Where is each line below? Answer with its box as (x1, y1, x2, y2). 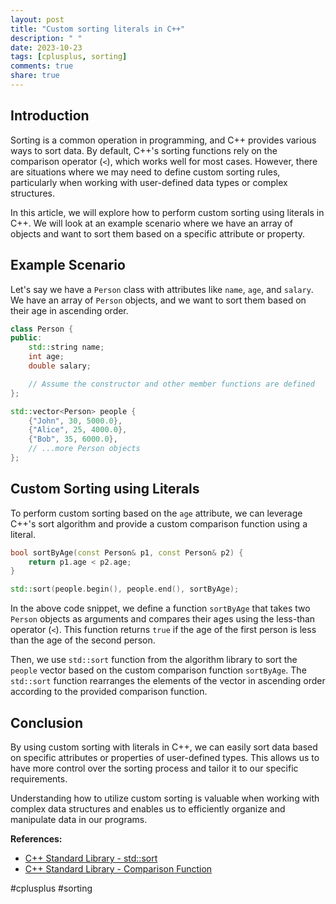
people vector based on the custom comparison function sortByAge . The (10, 664, 307, 676)
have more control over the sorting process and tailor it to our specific (10, 762, 299, 774)
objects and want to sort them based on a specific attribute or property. (10, 227, 306, 240)
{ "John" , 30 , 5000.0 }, (28, 416, 123, 426)
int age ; (28, 352, 65, 362)
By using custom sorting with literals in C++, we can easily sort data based (10, 741, 318, 753)
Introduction (10, 107, 90, 125)
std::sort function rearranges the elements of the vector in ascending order (10, 675, 326, 687)
